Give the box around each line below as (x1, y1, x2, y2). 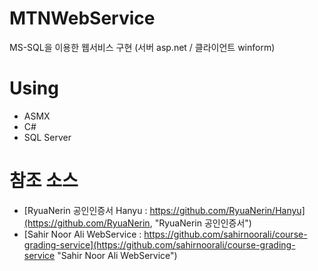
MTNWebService (9, 7, 156, 30)
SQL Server (23, 131, 72, 143)
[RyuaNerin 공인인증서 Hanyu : (23, 204, 148, 216)
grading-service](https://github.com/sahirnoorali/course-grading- (23, 238, 296, 251)
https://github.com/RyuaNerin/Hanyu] (149, 204, 306, 216)
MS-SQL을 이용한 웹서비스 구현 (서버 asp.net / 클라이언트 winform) (9, 41, 276, 53)
